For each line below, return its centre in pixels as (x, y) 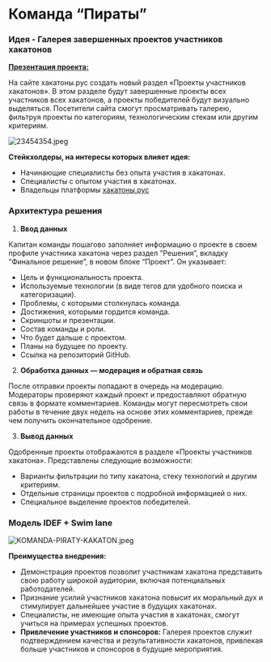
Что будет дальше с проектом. (73, 337)
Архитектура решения (55, 211)
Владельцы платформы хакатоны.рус (85, 190)
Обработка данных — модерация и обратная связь (112, 370)
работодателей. (47, 589)
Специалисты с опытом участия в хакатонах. (98, 181)
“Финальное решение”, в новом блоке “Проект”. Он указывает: (117, 261)
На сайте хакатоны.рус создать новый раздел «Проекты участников (127, 83)
